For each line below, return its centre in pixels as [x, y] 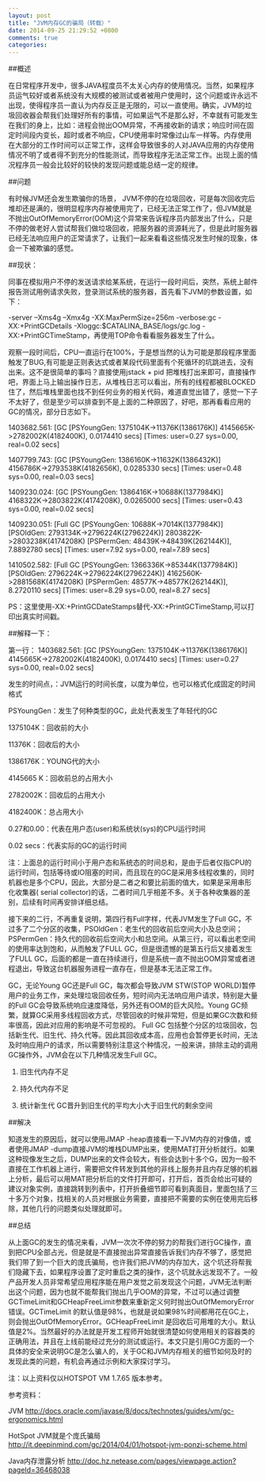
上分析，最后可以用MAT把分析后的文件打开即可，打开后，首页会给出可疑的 [130, 1179]
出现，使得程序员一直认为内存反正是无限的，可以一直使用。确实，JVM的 [127, 106]
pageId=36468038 [39, 1470]
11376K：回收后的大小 [44, 745]
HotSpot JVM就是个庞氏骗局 [55, 1436]
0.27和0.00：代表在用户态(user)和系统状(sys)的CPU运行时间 [107, 829]
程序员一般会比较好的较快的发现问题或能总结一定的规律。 [108, 165]
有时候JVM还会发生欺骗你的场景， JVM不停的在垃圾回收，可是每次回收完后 [132, 198]
